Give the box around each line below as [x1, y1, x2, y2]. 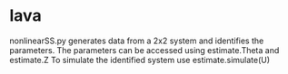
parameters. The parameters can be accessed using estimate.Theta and [9, 44, 280, 55]
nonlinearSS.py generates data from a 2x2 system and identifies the [9, 35, 264, 46]
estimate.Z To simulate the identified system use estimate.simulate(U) [9, 54, 271, 65]
